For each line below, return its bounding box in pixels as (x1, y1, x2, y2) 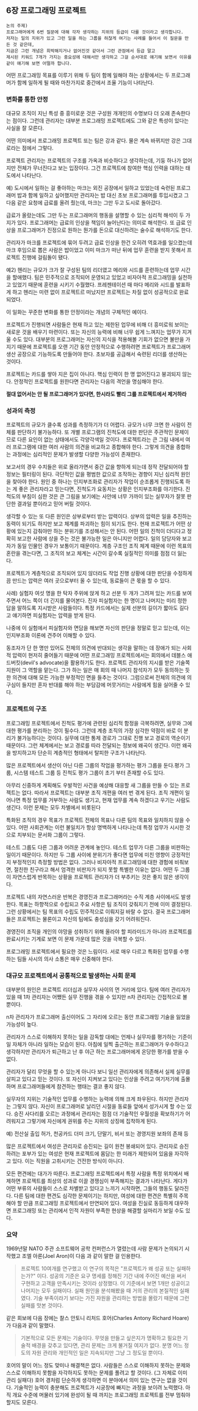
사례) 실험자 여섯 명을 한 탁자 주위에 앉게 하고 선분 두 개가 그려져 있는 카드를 (6, 590, 181, 597)
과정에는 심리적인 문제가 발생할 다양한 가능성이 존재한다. (12, 451, 142, 458)
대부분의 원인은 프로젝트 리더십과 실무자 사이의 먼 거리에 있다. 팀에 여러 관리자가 (6, 986, 191, 993)
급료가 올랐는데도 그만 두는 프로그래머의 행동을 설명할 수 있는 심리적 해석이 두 (6, 212, 184, 219)
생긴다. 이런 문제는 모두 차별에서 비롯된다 (6, 803, 101, 811)
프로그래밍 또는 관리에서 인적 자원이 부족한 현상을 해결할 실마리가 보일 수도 (12, 1207, 184, 1214)
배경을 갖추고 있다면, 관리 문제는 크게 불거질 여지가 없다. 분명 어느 (31, 1342, 183, 1349)
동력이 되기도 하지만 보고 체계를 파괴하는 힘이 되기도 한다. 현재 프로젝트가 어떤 (6, 520, 186, 527)
